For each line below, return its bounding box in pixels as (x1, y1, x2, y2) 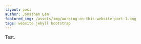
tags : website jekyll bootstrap (5, 21, 71, 26)
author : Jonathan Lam (5, 12, 49, 17)
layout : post (5, 7, 32, 12)
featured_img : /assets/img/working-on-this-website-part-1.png (5, 16, 137, 21)
